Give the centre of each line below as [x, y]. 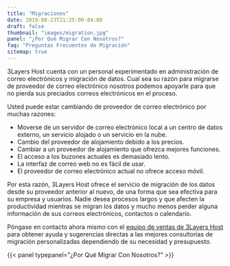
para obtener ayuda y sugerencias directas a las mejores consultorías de [110, 234]
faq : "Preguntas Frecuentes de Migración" [69, 45]
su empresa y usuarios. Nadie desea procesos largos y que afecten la [106, 199]
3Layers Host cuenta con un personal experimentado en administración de [113, 71]
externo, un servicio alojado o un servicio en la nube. [92, 134]
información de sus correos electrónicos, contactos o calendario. [100, 213]
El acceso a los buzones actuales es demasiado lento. [93, 156]
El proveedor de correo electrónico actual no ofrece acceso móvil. [111, 171]
